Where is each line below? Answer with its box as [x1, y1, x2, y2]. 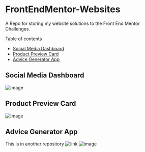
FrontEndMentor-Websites [5, 4, 121, 15]
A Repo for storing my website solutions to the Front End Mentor [5, 20, 140, 26]
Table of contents [5, 36, 42, 42]
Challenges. [5, 25, 31, 32]
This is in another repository [5, 141, 65, 147]
